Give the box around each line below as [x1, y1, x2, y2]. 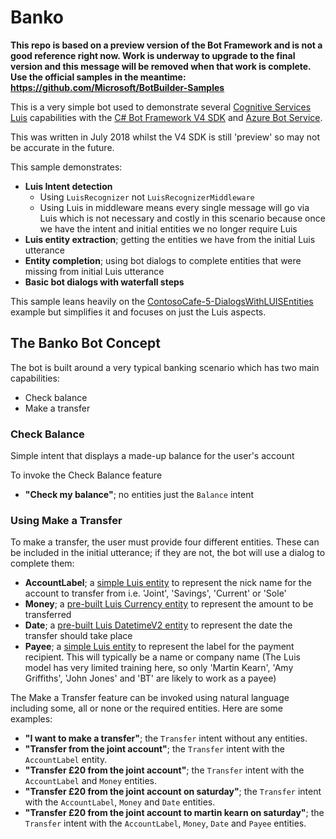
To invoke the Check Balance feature [10, 469, 163, 481]
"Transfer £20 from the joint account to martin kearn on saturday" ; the [24, 807, 325, 819]
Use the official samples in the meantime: [10, 71, 187, 83]
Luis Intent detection [24, 180, 113, 192]
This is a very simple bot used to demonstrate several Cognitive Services [10, 101, 312, 113]
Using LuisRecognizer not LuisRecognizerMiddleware [39, 191, 255, 203]
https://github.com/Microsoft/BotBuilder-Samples [10, 81, 225, 93]
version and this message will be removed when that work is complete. [10, 60, 312, 72]
